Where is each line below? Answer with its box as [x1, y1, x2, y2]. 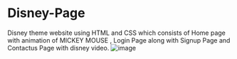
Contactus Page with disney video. [7, 43, 110, 52]
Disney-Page [7, 5, 85, 21]
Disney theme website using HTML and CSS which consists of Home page [7, 28, 226, 37]
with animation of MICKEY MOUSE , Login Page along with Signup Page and [7, 36, 231, 44]
